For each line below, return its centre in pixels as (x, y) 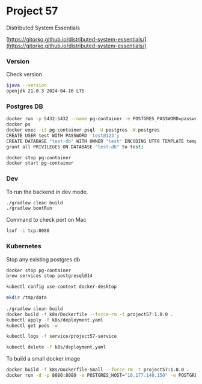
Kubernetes (24, 246)
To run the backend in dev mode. (47, 192)
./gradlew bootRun (29, 209)
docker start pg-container (40, 163)
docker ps (19, 124)
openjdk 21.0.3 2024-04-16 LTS (45, 91)
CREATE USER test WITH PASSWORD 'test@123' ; (63, 136)
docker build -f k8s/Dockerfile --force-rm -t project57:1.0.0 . (90, 314)
